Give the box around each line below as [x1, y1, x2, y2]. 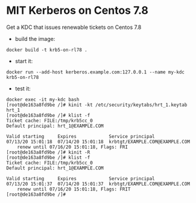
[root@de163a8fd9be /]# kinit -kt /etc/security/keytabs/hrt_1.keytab [6, 102, 188, 108]
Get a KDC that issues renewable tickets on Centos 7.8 [6, 23, 142, 31]
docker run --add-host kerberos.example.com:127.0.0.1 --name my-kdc [6, 69, 185, 75]
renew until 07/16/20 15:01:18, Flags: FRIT [17, 186, 131, 192]
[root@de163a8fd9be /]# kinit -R [6, 149, 90, 155]
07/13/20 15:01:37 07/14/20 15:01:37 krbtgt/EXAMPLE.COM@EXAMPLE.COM [6, 181, 190, 187]
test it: [14, 85, 31, 92]
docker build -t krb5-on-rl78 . [6, 46, 87, 53]
